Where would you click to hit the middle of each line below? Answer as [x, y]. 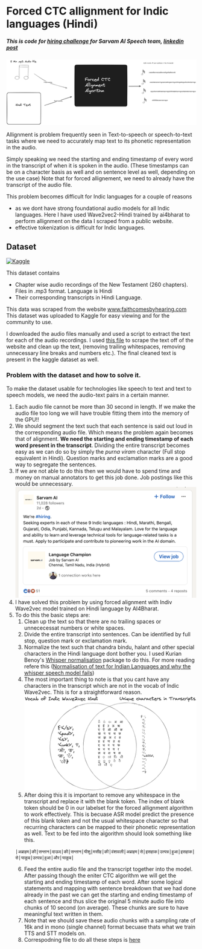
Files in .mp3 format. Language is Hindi [64, 291]
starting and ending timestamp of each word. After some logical [103, 882]
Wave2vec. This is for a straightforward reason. [83, 692]
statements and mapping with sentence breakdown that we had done [110, 888]
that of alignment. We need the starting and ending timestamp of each [104, 439]
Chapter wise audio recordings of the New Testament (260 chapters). [101, 285]
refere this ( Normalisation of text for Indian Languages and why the [107, 666]
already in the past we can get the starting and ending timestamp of [108, 895]
